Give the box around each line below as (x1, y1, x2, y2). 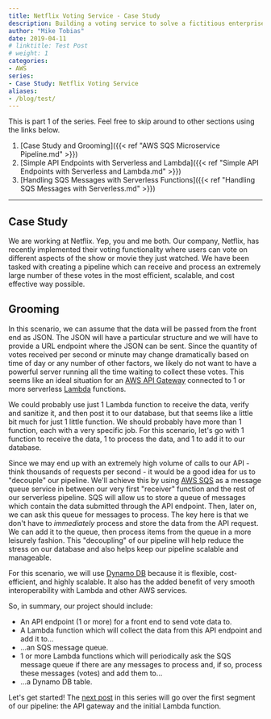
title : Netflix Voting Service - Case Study (8, 11, 161, 20)
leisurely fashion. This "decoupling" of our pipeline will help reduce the (8, 535, 244, 545)
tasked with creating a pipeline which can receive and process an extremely (8, 262, 261, 271)
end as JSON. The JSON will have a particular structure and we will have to (8, 332, 259, 342)
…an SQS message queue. (19, 642, 109, 652)
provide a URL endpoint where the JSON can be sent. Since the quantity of (8, 341, 258, 351)
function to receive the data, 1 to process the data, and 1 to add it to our (8, 434, 246, 444)
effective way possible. (8, 280, 85, 289)
